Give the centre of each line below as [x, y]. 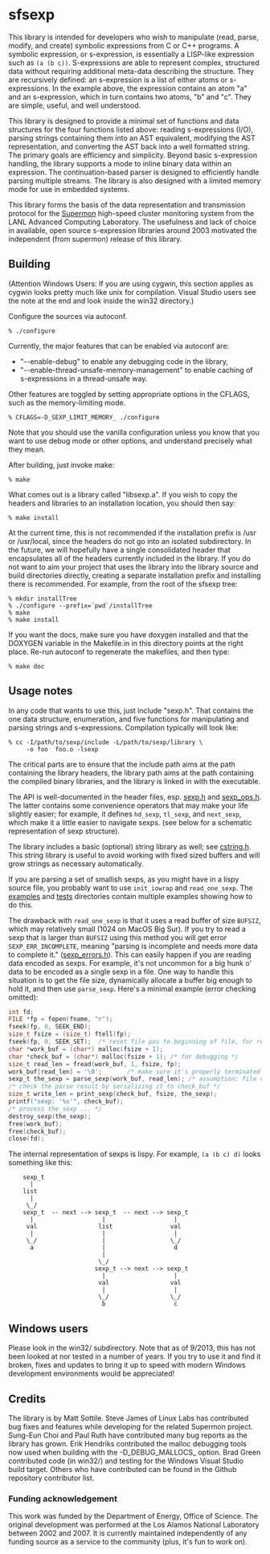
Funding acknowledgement [63, 1499]
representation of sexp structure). [64, 831]
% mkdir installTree [43, 599]
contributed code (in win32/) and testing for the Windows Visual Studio [126, 1461]
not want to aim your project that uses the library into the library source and [133, 566]
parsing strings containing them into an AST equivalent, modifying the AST [132, 137]
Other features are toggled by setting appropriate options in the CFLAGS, [129, 394]
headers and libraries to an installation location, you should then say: [122, 503]
